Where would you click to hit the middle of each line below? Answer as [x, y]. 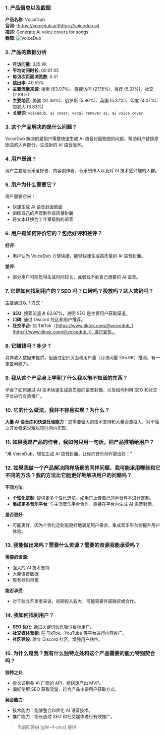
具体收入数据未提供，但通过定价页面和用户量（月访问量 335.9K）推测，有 [81, 358]
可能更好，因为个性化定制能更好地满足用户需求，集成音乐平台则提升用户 [86, 525]
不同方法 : [15, 487]
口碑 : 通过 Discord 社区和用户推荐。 [49, 320]
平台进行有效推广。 [25, 396]
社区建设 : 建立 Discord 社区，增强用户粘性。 [57, 639]
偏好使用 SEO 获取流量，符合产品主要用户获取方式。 [66, 689]
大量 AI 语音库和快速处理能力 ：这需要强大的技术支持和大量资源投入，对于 [80, 422]
